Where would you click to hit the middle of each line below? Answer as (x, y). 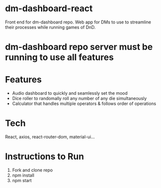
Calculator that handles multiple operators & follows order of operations (84, 104)
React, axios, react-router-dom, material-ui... (50, 137)
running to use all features (59, 57)
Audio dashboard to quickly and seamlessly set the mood (70, 93)
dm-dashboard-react (49, 9)
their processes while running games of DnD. (50, 27)
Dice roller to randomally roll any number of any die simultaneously (80, 99)
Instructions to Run (45, 157)
